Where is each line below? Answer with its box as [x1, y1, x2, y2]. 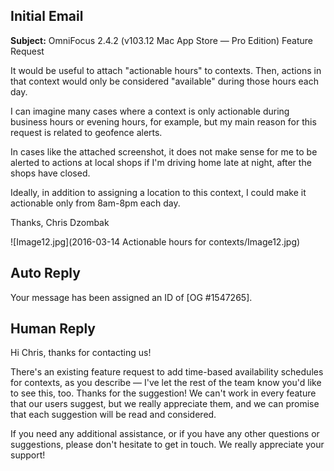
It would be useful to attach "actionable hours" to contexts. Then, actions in [10, 64, 322, 76]
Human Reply [10, 320, 96, 338]
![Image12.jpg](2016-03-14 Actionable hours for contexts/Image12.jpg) [10, 235, 301, 248]
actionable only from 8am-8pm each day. [10, 197, 181, 209]
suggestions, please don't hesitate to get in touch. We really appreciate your [10, 439, 325, 451]
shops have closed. [10, 167, 91, 179]
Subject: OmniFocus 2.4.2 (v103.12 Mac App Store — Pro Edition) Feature [10, 34, 314, 46]
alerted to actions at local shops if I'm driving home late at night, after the [10, 156, 312, 168]
